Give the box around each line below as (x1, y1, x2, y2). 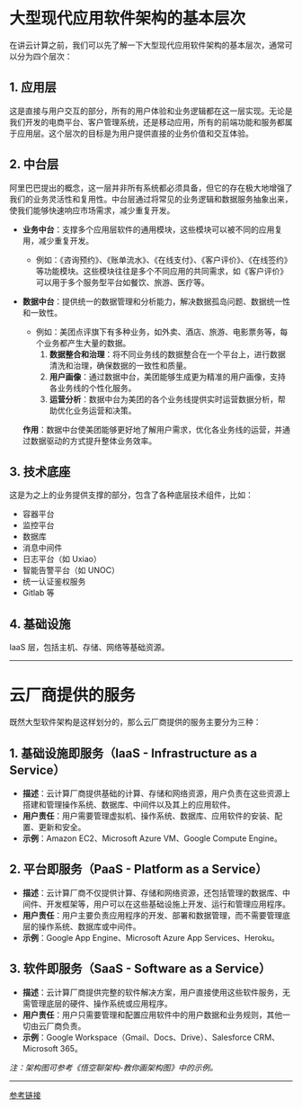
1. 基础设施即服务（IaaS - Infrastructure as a (9, 746, 258, 761)
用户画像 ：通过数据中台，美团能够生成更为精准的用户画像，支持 (49, 371, 286, 382)
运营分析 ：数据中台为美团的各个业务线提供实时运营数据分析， (49, 393, 279, 405)
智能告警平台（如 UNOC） (22, 565, 120, 576)
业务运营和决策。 (73, 405, 137, 416)
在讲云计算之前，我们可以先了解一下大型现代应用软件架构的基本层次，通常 (9, 40, 285, 50)
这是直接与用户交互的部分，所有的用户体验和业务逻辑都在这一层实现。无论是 (9, 105, 293, 116)
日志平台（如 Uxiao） (22, 554, 102, 565)
